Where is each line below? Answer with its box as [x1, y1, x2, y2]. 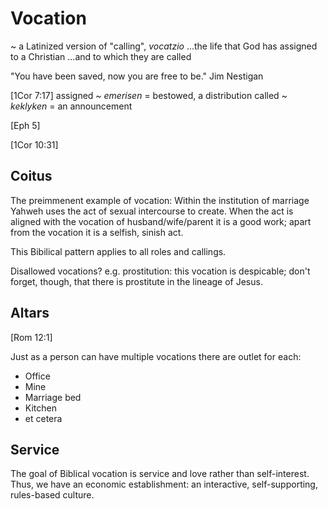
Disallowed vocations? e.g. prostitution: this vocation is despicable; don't [10, 265, 311, 277]
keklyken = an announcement [10, 100, 133, 112]
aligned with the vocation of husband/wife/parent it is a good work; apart [10, 215, 312, 227]
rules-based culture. [10, 489, 95, 501]
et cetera [24, 412, 63, 424]
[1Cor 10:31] [10, 138, 59, 151]
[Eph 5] [10, 119, 41, 131]
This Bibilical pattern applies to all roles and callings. [10, 245, 227, 257]
